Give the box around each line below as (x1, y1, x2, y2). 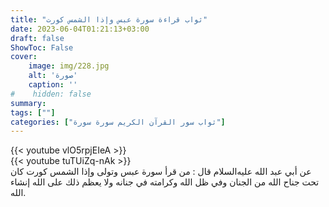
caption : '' (28, 80, 78, 90)
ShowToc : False (10, 42, 74, 53)
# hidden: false (10, 89, 92, 99)
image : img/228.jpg (28, 61, 110, 71)
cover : (10, 52, 38, 62)
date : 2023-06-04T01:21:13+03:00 (10, 24, 150, 34)
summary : (10, 98, 47, 108)
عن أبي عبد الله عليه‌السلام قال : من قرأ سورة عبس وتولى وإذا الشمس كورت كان (10, 166, 312, 178)
